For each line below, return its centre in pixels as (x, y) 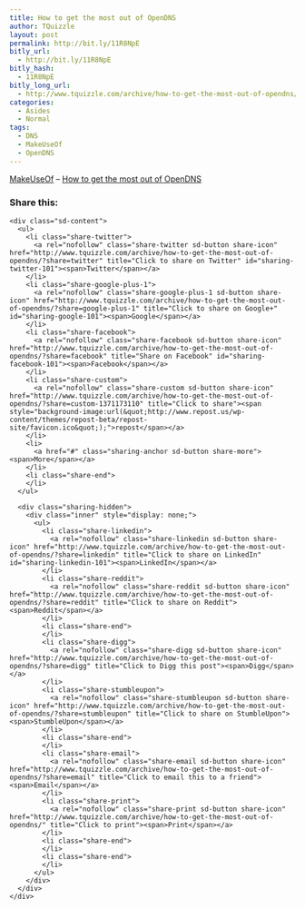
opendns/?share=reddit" (54, 602)
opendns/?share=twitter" (56, 261)
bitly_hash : (32, 69)
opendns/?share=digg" (50, 666)
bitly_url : (30, 52)
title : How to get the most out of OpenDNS (93, 18)
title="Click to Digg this (146, 666)
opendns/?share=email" (52, 777)
